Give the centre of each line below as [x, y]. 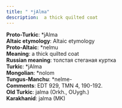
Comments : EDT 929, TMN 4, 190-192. [55, 85]
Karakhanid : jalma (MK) [36, 98]
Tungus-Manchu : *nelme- [39, 79]
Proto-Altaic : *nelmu [32, 47]
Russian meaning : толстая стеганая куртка [61, 60]
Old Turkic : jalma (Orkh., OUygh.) [48, 92]
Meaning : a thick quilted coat [43, 53]
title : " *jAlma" [28, 12]
